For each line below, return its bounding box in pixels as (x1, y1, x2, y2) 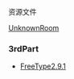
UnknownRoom (8, 23, 60, 32)
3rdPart (8, 43, 39, 54)
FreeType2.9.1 (19, 61, 67, 71)
